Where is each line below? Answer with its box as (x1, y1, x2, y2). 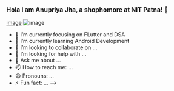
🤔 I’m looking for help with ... (15, 50, 87, 58)
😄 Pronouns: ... (15, 72, 55, 79)
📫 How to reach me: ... (15, 64, 73, 71)
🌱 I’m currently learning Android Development (15, 38, 130, 45)
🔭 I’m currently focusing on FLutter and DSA (15, 31, 125, 38)
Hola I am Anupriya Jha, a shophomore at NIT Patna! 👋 (6, 5, 169, 14)
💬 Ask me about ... (15, 57, 61, 64)
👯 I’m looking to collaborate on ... (15, 44, 98, 51)
